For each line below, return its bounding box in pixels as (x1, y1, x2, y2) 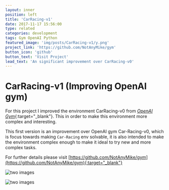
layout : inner (5, 7, 35, 13)
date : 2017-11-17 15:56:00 (5, 21, 62, 27)
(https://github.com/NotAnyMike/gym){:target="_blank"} (5, 160, 123, 166)
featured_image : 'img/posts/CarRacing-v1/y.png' (5, 40, 109, 45)
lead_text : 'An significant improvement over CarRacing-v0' (5, 59, 135, 64)
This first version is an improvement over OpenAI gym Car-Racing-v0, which (5, 129, 164, 135)
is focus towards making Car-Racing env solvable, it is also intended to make (5, 134, 164, 140)
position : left (5, 12, 37, 17)
